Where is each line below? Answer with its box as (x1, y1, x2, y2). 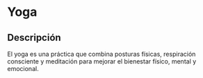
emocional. (7, 65, 40, 72)
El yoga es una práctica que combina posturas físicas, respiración (7, 50, 196, 58)
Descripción (7, 32, 61, 43)
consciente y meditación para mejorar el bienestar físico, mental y (7, 57, 197, 66)
